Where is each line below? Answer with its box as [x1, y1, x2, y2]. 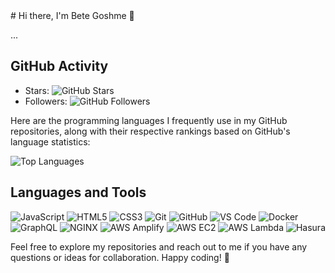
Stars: [24, 84, 50, 96]
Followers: [24, 95, 68, 107]
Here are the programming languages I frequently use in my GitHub [10, 114, 288, 126]
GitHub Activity [10, 58, 109, 75]
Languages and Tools [10, 184, 147, 201]
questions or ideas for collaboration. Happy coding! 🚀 [10, 251, 230, 263]
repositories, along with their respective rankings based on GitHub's [10, 125, 291, 137]
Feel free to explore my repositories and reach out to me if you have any [10, 240, 308, 253]
